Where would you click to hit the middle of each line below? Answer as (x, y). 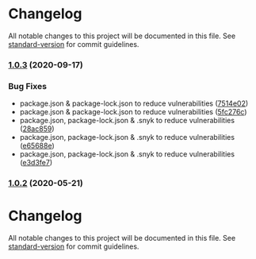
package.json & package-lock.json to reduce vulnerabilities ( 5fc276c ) (133, 112)
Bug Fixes (28, 86)
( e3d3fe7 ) (36, 163)
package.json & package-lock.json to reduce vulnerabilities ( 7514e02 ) (134, 103)
